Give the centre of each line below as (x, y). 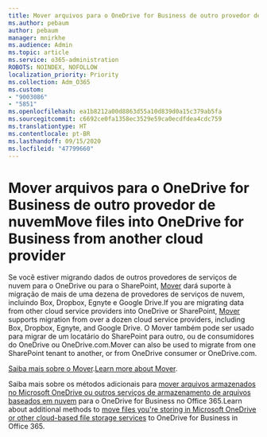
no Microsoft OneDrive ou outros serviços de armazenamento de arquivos (130, 393)
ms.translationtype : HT (48, 126)
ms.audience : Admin (41, 45)
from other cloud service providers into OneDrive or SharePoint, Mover (124, 311)
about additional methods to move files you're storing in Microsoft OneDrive (132, 409)
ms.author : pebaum (39, 23)
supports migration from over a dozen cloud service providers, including (127, 319)
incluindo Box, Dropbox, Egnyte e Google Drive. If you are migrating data (126, 303)
